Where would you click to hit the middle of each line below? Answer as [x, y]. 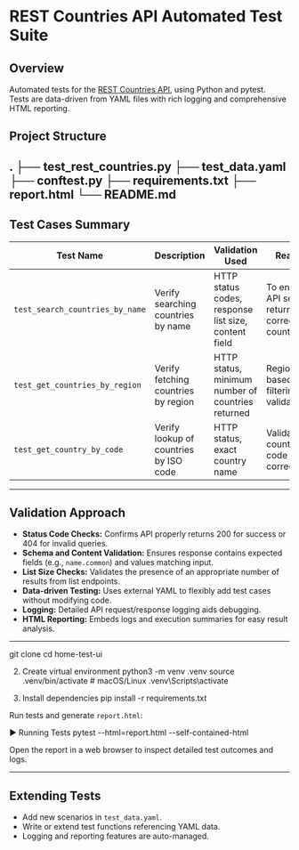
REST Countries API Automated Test [146, 16]
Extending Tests [55, 795]
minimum [233, 379]
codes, [228, 298]
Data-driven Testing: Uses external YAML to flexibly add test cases [146, 591]
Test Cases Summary [70, 225]
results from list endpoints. [71, 581]
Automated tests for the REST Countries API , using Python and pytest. [137, 89]
